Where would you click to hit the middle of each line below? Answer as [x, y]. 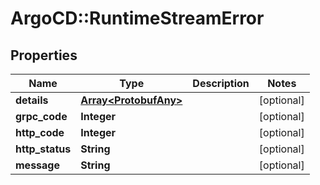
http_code [40, 132]
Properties [44, 55]
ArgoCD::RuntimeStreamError [137, 18]
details [32, 100]
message [37, 165]
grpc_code [41, 116]
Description [221, 83]
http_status [43, 149]
